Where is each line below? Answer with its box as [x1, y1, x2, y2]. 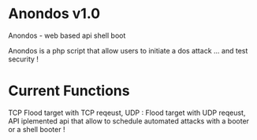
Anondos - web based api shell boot [8, 31, 126, 40]
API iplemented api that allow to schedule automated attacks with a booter [8, 116, 250, 126]
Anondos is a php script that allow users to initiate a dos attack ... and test [8, 46, 248, 55]
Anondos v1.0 [8, 5, 101, 23]
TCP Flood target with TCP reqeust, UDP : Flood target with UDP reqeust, [8, 108, 246, 117]
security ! [8, 54, 39, 64]
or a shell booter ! [8, 124, 65, 134]
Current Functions [8, 82, 130, 100]
